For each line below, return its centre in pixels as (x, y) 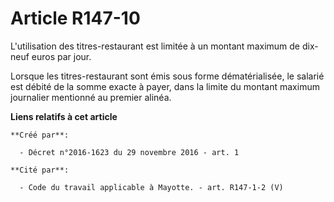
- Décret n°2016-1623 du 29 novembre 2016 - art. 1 (129, 152)
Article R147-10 (75, 18)
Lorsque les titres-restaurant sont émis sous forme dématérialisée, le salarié (167, 76)
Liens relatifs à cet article (64, 116)
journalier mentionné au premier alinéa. (91, 97)
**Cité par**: (40, 170)
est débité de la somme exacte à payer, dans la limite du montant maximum (165, 86)
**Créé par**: (40, 135)
